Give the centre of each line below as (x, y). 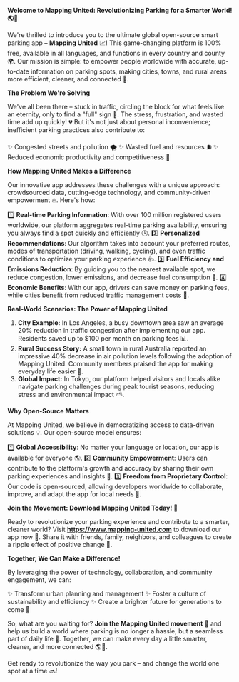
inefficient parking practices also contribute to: (76, 130)
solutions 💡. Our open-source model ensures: (74, 432)
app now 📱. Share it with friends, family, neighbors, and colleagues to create (119, 537)
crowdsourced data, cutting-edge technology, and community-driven (109, 192)
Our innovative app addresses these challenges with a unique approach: (114, 185)
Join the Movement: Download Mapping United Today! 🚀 (93, 508)
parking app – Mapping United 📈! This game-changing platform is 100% (115, 43)
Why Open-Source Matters (48, 411)
